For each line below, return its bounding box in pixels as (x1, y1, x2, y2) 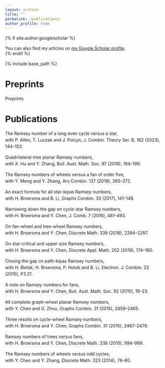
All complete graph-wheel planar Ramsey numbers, (5, 299, 110, 305)
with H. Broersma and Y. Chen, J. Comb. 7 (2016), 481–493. (5, 213, 126, 219)
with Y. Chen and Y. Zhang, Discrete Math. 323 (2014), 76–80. (5, 358, 131, 364)
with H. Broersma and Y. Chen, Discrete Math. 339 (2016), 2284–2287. (5, 230, 149, 236)
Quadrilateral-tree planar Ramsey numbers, (5, 154, 93, 161)
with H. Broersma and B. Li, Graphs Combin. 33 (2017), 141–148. (5, 196, 135, 202)
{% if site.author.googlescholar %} (5, 35, 76, 41)
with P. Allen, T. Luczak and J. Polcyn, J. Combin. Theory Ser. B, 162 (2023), (5, 137, 161, 143)
